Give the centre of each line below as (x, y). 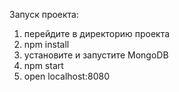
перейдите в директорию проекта (97, 33)
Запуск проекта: (44, 14)
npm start (43, 65)
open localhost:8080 (66, 76)
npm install (46, 44)
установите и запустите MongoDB (96, 55)
